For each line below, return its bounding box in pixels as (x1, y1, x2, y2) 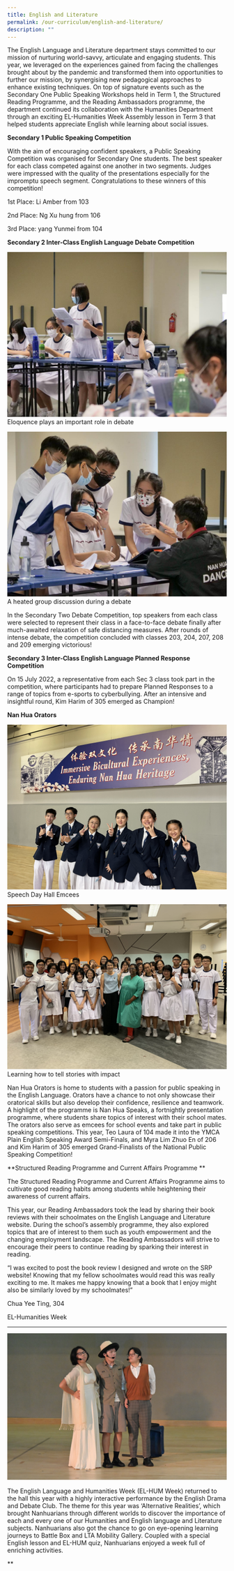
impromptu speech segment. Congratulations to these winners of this (7, 176, 207, 185)
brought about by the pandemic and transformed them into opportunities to (7, 68, 224, 77)
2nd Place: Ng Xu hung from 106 (7, 211, 101, 220)
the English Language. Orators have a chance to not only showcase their (7, 1091, 216, 1099)
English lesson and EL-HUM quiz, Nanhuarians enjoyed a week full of (7, 1538, 205, 1547)
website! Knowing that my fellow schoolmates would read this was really (7, 1271, 215, 1279)
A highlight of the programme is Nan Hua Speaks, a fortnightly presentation (7, 1106, 224, 1114)
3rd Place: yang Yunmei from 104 (7, 225, 103, 233)
